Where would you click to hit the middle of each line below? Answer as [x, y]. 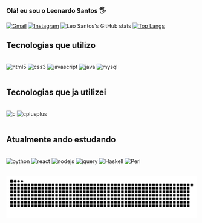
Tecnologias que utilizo [51, 45]
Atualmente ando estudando [61, 139]
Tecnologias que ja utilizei [56, 92]
